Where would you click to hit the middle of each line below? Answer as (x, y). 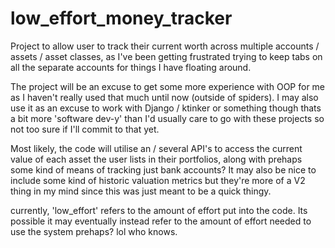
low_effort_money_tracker (121, 18)
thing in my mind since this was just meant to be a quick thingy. (141, 191)
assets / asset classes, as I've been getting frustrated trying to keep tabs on (166, 56)
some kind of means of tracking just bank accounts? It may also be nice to (163, 169)
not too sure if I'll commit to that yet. (85, 129)
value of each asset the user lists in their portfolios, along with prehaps (156, 159)
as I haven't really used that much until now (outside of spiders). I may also (164, 97)
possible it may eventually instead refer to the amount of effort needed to (161, 221)
